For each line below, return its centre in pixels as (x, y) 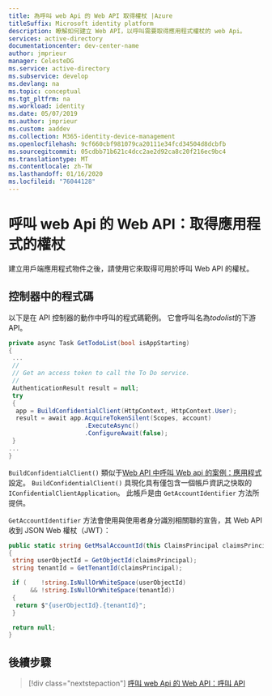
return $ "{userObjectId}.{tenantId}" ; (81, 605)
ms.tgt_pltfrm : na (39, 99)
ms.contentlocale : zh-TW (50, 167)
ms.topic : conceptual (45, 91)
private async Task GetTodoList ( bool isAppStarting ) (99, 343)
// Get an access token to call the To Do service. (101, 374)
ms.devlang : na (34, 83)
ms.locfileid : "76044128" (52, 182)
